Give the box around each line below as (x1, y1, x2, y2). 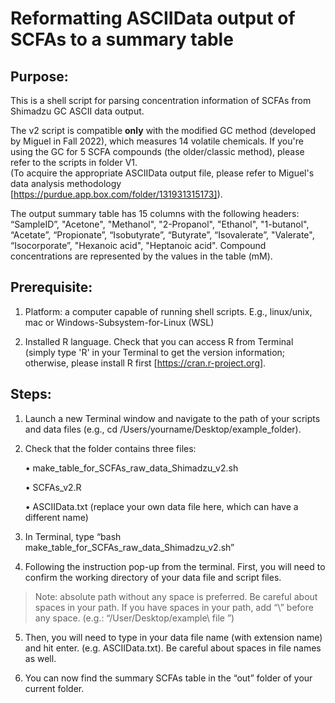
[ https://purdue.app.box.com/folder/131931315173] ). (10, 188, 223, 200)
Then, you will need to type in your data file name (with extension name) (24, 631, 323, 643)
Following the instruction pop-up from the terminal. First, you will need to (24, 560, 326, 572)
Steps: (10, 386, 52, 403)
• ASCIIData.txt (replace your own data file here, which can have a (24, 500, 299, 512)
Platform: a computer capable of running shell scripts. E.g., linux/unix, (24, 305, 313, 317)
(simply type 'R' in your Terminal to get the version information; (24, 346, 286, 358)
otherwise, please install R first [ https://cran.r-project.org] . (24, 357, 267, 369)
